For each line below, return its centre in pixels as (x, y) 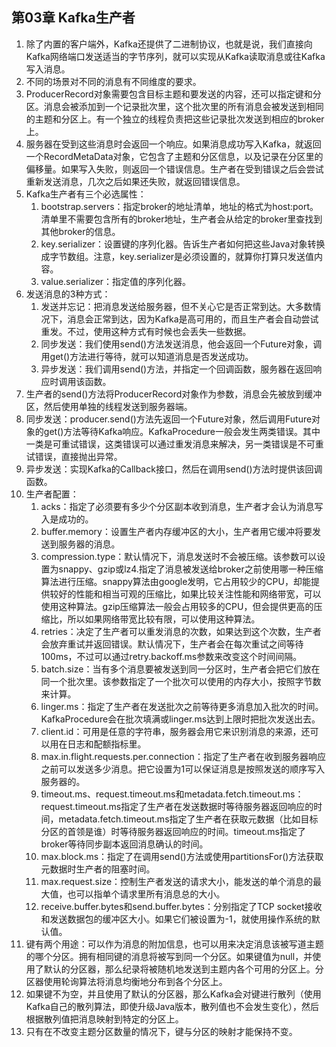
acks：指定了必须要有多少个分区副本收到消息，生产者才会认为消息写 (182, 506)
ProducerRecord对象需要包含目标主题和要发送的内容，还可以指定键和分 (173, 94)
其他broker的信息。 (80, 231)
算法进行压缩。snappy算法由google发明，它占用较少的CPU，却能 (175, 581)
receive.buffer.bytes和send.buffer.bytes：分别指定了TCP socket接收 (181, 906)
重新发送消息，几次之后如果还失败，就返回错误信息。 (135, 181)
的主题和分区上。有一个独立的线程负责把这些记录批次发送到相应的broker (175, 119)
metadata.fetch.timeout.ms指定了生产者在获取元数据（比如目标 (188, 819)
